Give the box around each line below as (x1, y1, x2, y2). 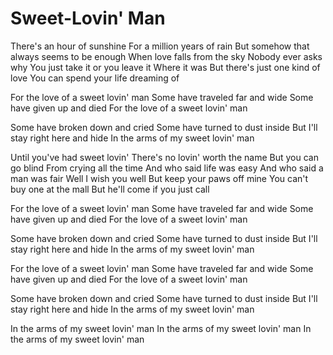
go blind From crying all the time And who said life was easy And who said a (10, 162, 324, 174)
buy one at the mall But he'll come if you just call (10, 183, 210, 195)
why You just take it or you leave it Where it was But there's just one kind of (10, 61, 321, 73)
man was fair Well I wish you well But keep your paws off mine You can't (10, 172, 309, 184)
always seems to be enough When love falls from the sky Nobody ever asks (10, 50, 323, 62)
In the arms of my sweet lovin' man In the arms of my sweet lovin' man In (10, 322, 312, 334)
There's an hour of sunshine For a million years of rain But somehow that (10, 40, 310, 52)
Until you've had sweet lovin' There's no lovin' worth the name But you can (10, 151, 319, 163)
